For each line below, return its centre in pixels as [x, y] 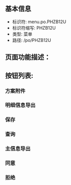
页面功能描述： [28, 57]
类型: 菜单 [22, 34]
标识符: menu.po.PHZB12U [39, 22]
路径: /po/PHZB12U [32, 40]
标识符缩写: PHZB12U [34, 28]
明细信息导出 [20, 105]
